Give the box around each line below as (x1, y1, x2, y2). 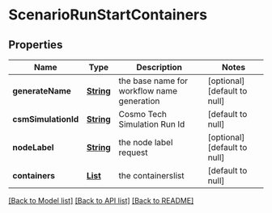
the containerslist (118, 170, 185, 181)
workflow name (118, 86, 178, 96)
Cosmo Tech (118, 109, 168, 119)
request (118, 147, 148, 158)
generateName (12, 86, 71, 96)
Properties (8, 38, 63, 52)
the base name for (118, 75, 189, 86)
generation (118, 95, 160, 106)
